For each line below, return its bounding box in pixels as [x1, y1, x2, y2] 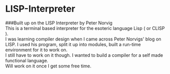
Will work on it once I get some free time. [5, 63, 92, 69]
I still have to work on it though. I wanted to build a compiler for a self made [5, 52, 163, 58]
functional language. [5, 57, 48, 63]
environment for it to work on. [5, 47, 68, 53]
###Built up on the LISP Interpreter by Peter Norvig [5, 20, 113, 26]
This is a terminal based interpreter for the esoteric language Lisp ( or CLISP [5, 25, 165, 31]
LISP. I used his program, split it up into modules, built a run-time [5, 41, 141, 47]
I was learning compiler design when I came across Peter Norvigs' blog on [5, 36, 161, 42]
